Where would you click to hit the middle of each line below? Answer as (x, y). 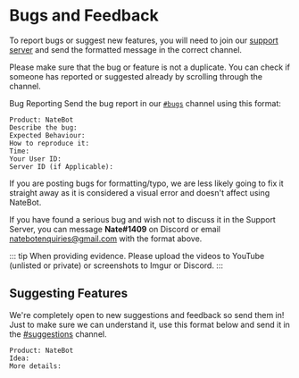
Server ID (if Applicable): (62, 166)
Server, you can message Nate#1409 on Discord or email (115, 229)
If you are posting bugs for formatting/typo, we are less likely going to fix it (146, 183)
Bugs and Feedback (84, 16)
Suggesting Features (69, 294)
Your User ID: (36, 159)
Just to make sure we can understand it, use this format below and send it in (149, 324)
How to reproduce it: (50, 143)
